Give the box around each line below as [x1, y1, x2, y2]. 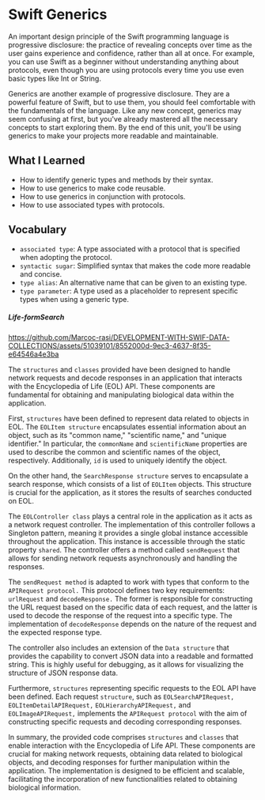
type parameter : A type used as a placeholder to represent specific [19, 286, 239, 296]
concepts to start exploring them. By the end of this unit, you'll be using [8, 123, 241, 132]
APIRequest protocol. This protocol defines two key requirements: [8, 585, 225, 594]
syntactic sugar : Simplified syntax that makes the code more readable [19, 261, 251, 270]
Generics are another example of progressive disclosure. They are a [8, 89, 230, 98]
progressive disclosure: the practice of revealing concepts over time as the [8, 40, 252, 49]
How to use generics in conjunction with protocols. [19, 191, 186, 201]
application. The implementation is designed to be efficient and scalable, [8, 765, 245, 775]
